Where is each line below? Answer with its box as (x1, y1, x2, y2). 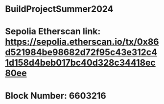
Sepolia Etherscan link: (5, 26, 101, 37)
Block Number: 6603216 (5, 90, 106, 101)
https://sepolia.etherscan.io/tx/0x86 (5, 36, 159, 48)
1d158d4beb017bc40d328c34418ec (5, 57, 156, 68)
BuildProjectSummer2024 (5, 3, 114, 15)
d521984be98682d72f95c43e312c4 (5, 47, 158, 58)
